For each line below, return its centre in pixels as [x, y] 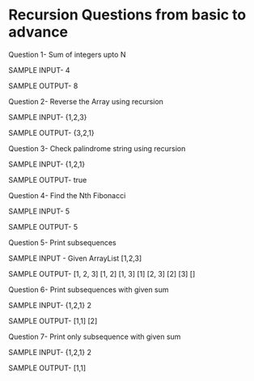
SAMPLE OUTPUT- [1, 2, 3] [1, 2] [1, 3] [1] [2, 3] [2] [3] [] [102, 273]
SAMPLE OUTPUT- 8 [43, 86]
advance [38, 32]
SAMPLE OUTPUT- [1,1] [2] [53, 320]
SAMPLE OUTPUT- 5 [43, 226]
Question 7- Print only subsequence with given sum [95, 337]
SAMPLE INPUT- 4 [39, 70]
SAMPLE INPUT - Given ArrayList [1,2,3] [75, 258]
